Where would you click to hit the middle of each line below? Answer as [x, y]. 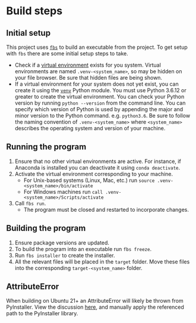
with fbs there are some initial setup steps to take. [67, 54]
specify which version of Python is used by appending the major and [99, 109]
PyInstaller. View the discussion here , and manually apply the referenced [95, 307]
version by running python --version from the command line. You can [100, 103]
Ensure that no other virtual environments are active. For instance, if [98, 161]
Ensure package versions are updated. [62, 243]
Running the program [46, 147]
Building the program [46, 228]
